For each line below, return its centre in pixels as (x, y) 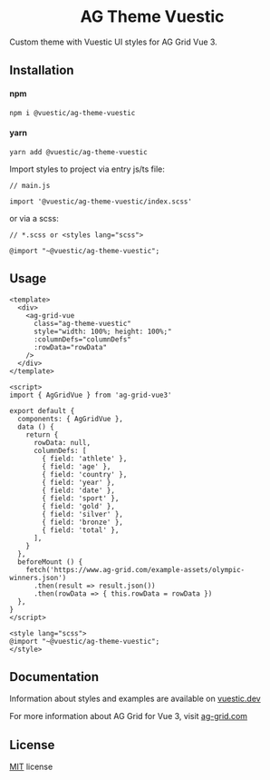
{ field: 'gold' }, (79, 506)
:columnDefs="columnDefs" (82, 339)
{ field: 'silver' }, (83, 514)
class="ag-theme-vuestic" (82, 323)
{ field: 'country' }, (85, 474)
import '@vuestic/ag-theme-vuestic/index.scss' (101, 202)
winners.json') (38, 578)
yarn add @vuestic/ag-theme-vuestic (78, 152)
